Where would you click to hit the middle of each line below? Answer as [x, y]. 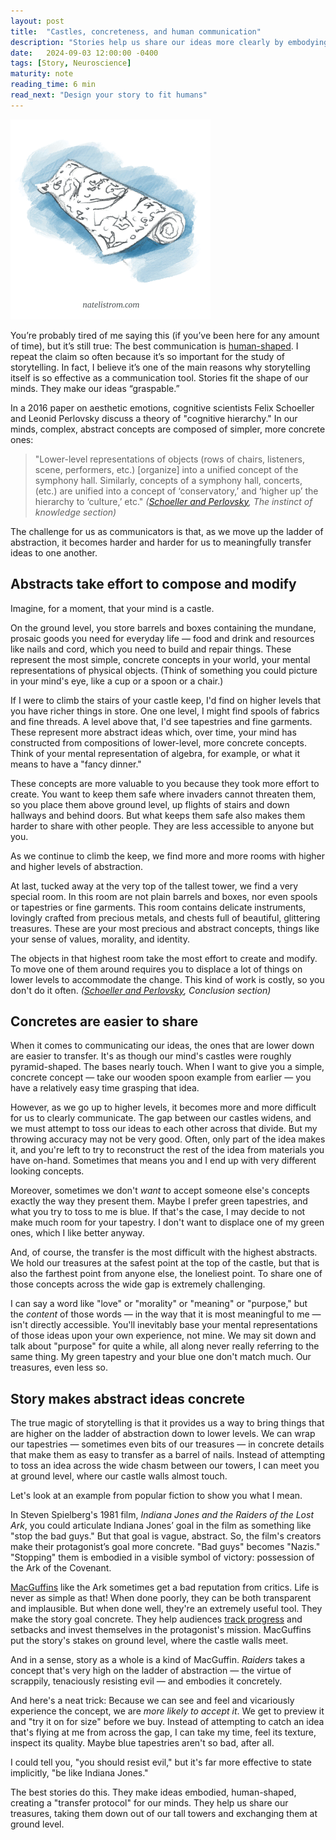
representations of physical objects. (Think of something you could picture [164, 670]
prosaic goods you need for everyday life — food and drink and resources [162, 638]
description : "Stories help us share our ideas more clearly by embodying [169, 42]
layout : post [37, 21]
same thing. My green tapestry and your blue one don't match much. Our [161, 1357]
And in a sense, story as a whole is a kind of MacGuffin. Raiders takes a [158, 1660]
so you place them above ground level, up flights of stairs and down [150, 804]
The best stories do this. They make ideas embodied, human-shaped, [153, 1792]
